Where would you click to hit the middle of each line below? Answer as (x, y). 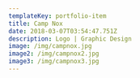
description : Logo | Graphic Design (70, 39)
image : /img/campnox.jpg (50, 46)
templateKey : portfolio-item (57, 16)
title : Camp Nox (36, 24)
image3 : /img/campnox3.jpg (54, 62)
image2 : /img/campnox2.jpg (54, 54)
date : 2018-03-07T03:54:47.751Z (63, 31)
